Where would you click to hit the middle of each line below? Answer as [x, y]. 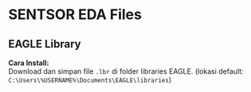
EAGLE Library [45, 44]
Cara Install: [29, 63]
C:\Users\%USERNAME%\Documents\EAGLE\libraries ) [90, 80]
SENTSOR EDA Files [75, 15]
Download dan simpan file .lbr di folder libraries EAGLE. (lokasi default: [126, 71]
